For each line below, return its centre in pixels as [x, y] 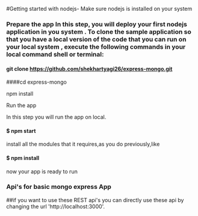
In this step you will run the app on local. [56, 117]
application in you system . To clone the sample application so [99, 31]
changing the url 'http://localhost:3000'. [56, 206]
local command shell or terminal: [55, 54]
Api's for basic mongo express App [59, 187]
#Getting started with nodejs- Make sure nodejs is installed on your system [99, 9]
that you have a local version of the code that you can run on [96, 39]
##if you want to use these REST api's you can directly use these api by [95, 200]
